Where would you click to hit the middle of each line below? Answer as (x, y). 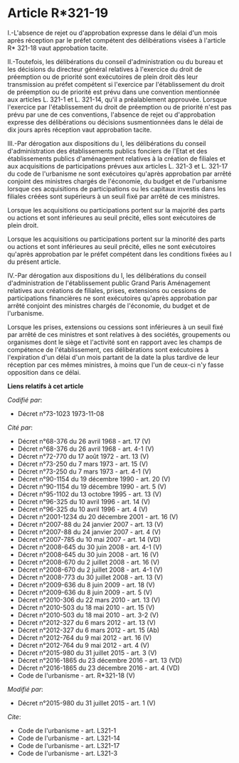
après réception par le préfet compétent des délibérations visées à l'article (117, 40)
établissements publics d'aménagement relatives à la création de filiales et (116, 159)
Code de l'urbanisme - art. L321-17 (69, 745)
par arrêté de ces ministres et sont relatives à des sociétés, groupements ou (119, 334)
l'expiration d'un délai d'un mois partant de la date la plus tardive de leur (113, 357)
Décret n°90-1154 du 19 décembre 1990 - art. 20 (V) (94, 479)
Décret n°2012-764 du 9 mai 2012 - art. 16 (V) (85, 637)
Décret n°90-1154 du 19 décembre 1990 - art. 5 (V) (92, 486)
